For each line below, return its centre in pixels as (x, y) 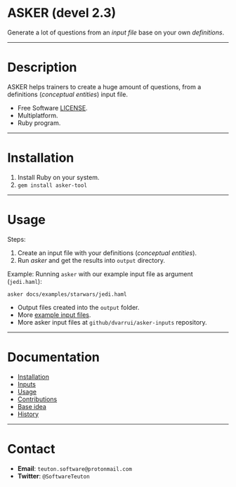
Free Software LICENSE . (52, 108)
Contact (31, 449)
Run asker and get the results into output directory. (91, 260)
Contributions (37, 399)
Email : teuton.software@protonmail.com (74, 468)
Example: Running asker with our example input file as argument (100, 274)
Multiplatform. (38, 115)
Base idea (32, 406)
